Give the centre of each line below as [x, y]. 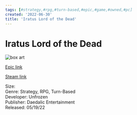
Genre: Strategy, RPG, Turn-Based [40, 92]
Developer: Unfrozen [27, 97]
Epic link [14, 67]
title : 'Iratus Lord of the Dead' [41, 19]
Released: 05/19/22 [25, 108]
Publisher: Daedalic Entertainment [40, 102]
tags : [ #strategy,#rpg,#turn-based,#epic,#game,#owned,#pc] [69, 10]
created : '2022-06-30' [29, 14]
